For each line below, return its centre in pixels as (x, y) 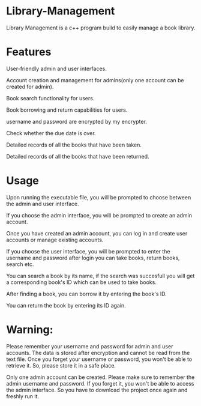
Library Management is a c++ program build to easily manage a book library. (101, 28)
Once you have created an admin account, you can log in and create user (97, 233)
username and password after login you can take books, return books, (93, 258)
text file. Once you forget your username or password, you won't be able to (99, 359)
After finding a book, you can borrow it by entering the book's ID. (86, 294)
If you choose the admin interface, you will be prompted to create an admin (99, 215)
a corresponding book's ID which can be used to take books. (82, 282)
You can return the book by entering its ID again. (66, 305)
